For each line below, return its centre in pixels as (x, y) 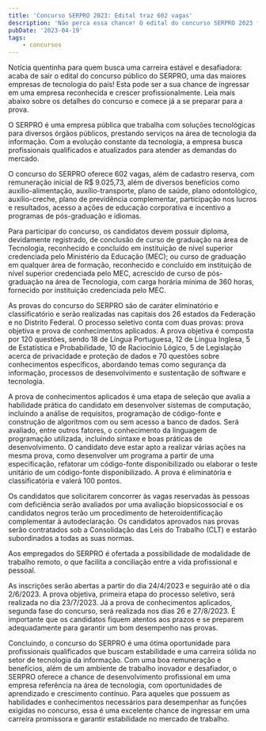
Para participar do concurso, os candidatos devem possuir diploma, (119, 231)
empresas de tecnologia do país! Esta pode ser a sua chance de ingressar (129, 85)
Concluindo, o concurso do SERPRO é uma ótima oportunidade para (120, 643)
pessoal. (22, 570)
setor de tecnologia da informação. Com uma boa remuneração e (115, 660)
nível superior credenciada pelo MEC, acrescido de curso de (107, 273)
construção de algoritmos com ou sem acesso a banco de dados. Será (123, 422)
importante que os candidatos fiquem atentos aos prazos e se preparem (126, 619)
